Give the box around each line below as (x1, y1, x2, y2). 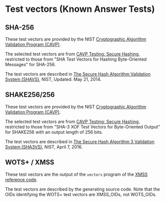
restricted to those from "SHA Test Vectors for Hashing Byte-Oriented (5, 56, 147, 62)
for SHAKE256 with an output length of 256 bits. (5, 129, 103, 135)
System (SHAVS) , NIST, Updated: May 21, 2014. (5, 77, 102, 82)
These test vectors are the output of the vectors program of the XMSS (5, 171, 148, 177)
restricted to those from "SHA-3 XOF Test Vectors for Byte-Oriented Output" (5, 123, 161, 129)
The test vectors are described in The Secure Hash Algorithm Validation (5, 71, 151, 77)
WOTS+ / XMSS (5, 158, 55, 166)
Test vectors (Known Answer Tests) (5, 3, 155, 15)
